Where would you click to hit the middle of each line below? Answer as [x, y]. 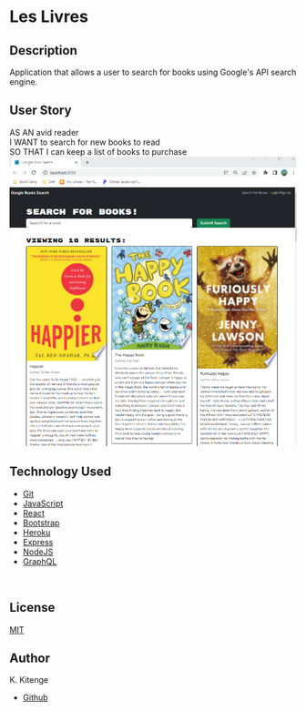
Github [35, 697]
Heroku [36, 532]
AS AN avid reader [44, 132]
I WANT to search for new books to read [85, 142]
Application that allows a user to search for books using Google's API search [153, 72]
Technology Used [61, 472]
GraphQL [40, 561]
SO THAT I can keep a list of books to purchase [98, 151]
